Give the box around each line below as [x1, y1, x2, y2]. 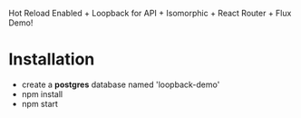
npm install [21, 88, 63, 99]
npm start [21, 98, 58, 109]
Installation [8, 49, 95, 70]
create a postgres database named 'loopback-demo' [21, 79, 220, 90]
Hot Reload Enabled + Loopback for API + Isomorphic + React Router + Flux [8, 8, 292, 18]
